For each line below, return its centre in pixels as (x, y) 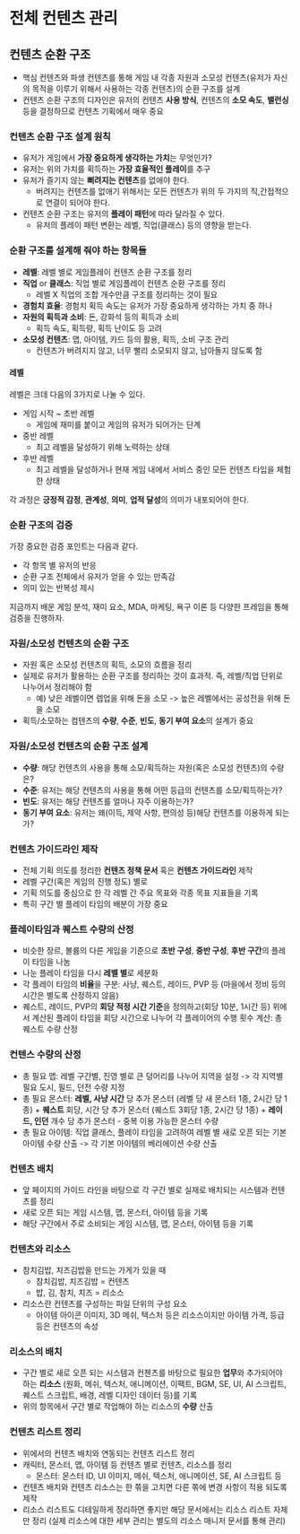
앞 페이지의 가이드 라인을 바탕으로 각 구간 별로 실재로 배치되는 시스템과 (145, 1190)
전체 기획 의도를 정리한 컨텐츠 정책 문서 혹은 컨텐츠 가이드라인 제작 (137, 870)
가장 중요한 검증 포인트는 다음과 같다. (74, 546)
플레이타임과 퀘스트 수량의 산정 (72, 929)
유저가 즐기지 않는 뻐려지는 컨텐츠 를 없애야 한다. (106, 180)
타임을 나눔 (51, 962)
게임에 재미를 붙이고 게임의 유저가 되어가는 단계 (118, 424)
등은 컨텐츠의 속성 (67, 1326)
